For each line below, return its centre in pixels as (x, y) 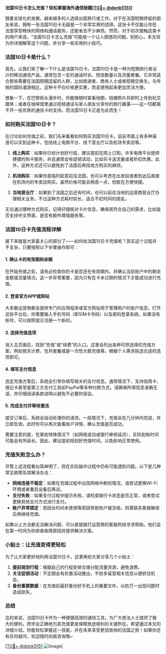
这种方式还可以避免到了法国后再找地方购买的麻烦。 (73, 165)
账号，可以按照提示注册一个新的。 (40, 320)
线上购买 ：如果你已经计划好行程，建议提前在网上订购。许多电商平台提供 (86, 152)
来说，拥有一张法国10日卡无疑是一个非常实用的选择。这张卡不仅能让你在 (83, 25)
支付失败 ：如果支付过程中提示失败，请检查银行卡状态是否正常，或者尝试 (86, 496)
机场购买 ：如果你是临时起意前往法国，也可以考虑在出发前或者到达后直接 (86, 176)
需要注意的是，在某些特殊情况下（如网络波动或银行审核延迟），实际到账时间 (82, 434)
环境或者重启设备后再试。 (38, 489)
